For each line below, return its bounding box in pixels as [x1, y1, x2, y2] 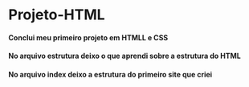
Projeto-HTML [8, 6, 106, 24]
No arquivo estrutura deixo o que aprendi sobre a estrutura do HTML [8, 51, 241, 61]
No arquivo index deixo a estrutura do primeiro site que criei [8, 69, 213, 79]
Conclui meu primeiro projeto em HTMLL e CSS [8, 32, 169, 42]
